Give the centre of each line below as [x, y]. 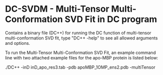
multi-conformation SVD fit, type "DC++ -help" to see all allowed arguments [81, 38]
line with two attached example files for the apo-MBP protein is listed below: [82, 57]
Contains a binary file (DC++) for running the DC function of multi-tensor [78, 33]
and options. [18, 43]
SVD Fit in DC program [111, 19]
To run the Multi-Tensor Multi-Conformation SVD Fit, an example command [81, 53]
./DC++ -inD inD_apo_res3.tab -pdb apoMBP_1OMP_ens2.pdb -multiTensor [80, 67]
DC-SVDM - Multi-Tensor [57, 9]
